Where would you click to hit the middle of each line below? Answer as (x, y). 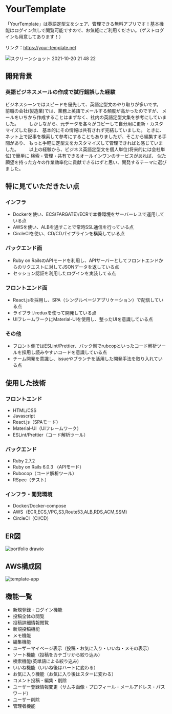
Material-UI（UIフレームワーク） (47, 428)
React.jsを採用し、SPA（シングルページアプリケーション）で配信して (86, 300)
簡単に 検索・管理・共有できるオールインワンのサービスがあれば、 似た (91, 156)
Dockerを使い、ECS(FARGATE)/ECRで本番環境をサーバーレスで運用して (89, 214)
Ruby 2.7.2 (24, 461)
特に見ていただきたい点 (42, 186)
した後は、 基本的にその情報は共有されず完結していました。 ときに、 (92, 130)
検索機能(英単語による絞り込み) (46, 661)
